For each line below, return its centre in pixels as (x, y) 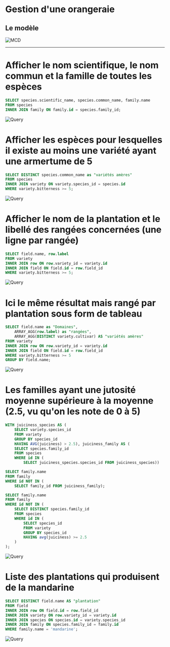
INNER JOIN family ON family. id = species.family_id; (63, 110)
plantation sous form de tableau (74, 313)
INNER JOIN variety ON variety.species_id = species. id (65, 184)
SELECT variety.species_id (43, 430)
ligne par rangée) (42, 241)
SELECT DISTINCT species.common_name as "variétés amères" (69, 175)
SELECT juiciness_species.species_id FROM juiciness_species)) (91, 463)
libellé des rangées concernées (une (83, 230)
